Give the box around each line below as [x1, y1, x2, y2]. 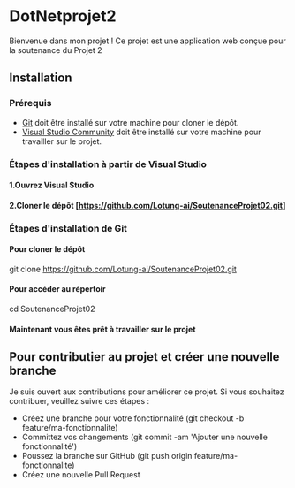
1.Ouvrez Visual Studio [9, 179, 95, 191]
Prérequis [9, 97, 52, 110]
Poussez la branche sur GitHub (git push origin [21, 451, 193, 461]
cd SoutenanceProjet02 [9, 303, 95, 315]
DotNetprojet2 [9, 6, 117, 27]
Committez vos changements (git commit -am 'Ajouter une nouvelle [21, 431, 268, 443]
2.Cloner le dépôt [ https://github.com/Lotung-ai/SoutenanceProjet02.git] [9, 200, 286, 210]
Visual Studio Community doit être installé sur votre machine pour [21, 126, 262, 137]
